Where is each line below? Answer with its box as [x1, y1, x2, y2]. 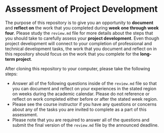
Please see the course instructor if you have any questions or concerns [12, 101, 157, 107]
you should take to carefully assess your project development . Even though [5, 35, 160, 41]
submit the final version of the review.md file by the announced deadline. [12, 122, 159, 128]
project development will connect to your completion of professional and [5, 40, 152, 46]
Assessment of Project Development [5, 3, 158, 15]
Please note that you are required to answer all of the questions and [12, 117, 150, 123]
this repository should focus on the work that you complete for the [5, 51, 139, 57]
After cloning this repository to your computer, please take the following [5, 65, 151, 72]
